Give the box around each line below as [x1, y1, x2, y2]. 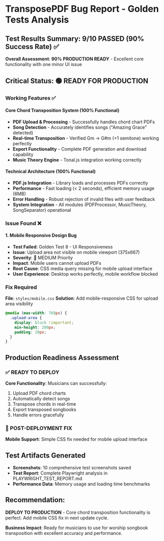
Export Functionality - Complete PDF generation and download [12, 146, 147, 152]
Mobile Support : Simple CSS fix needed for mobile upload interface [5, 436, 148, 442]
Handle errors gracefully [12, 412, 65, 418]
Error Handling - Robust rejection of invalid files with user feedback [12, 196, 155, 202]
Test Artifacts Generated [5, 451, 86, 460]
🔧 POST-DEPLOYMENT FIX [5, 424, 72, 432]
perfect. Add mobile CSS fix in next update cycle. [5, 514, 108, 521]
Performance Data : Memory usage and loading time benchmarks [12, 481, 150, 487]
